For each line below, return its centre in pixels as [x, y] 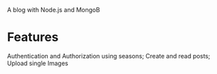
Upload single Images [38, 63]
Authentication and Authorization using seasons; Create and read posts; [109, 56]
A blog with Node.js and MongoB [54, 10]
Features [33, 37]
